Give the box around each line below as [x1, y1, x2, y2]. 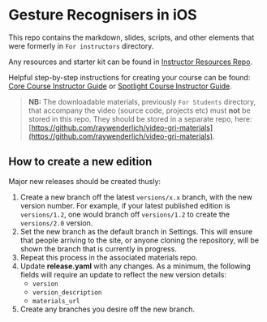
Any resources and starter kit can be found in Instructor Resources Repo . [8, 57, 253, 67]
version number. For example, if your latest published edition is [19, 200, 230, 210]
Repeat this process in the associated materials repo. [19, 252, 198, 262]
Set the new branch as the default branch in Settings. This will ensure [19, 226, 253, 236]
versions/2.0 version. [19, 217, 93, 228]
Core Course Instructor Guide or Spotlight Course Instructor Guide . [8, 81, 233, 91]
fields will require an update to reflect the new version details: [19, 269, 227, 279]
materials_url [32, 297, 80, 305]
